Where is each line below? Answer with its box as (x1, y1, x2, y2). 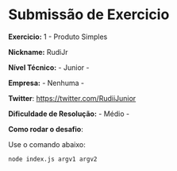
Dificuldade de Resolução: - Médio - (8, 109, 129, 119)
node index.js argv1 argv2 (8, 155, 98, 163)
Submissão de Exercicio (8, 6, 170, 24)
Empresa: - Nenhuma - (8, 78, 85, 87)
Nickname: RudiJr (8, 47, 68, 56)
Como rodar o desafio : (8, 124, 83, 134)
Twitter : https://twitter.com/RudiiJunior (8, 93, 137, 103)
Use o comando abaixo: (8, 139, 86, 149)
